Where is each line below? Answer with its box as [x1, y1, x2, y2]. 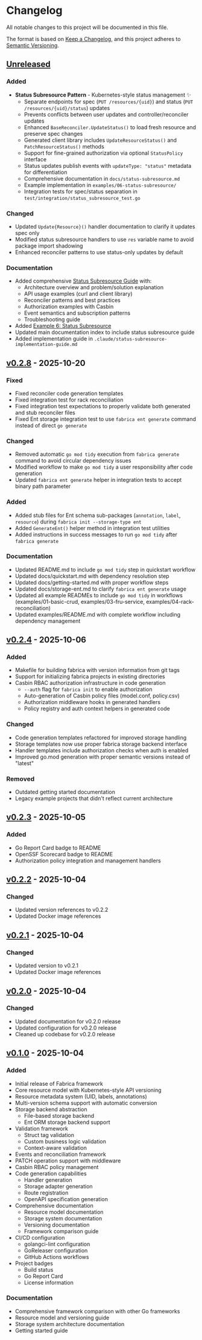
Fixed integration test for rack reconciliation [14, 396, 124, 403]
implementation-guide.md [14, 342, 78, 348]
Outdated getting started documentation [14, 789, 116, 796]
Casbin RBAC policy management [14, 1163, 99, 1170]
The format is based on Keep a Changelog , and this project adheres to [6, 35, 181, 42]
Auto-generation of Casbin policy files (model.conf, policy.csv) [24, 692, 180, 699]
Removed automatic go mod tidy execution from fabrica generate [14, 450, 180, 458]
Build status [24, 1266, 54, 1273]
